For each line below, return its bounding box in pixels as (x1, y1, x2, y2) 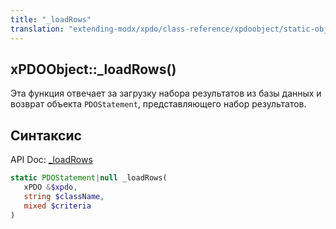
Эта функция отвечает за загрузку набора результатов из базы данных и (10, 87, 322, 100)
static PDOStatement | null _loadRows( (10, 173, 168, 183)
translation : (10, 24, 65, 34)
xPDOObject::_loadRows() (10, 61, 177, 78)
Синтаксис (10, 127, 82, 144)
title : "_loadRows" (10, 14, 92, 25)
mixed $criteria (23, 201, 92, 211)
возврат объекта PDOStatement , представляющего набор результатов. (10, 98, 307, 110)
